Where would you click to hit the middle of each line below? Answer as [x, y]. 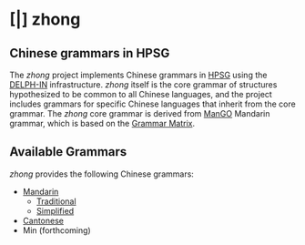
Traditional [56, 201]
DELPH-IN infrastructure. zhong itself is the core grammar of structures [143, 85]
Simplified [55, 210]
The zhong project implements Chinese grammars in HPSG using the [138, 75]
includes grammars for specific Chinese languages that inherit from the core [152, 104]
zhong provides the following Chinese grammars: [102, 174]
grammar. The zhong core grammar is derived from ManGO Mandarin [140, 113]
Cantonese [43, 220]
